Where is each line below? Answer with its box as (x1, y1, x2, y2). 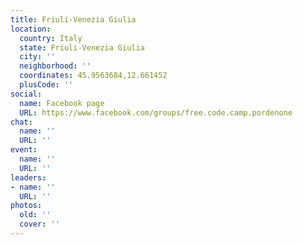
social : (10, 89, 43, 99)
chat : (10, 117, 33, 127)
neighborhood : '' (19, 61, 92, 71)
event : (10, 145, 38, 155)
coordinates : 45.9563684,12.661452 (19, 71, 168, 81)
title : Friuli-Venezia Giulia (10, 14, 137, 25)
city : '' (19, 52, 56, 62)
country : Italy (19, 33, 83, 43)
